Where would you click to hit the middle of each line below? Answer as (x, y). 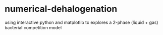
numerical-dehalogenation (61, 9)
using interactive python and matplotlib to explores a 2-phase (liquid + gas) (81, 22)
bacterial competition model (33, 27)
